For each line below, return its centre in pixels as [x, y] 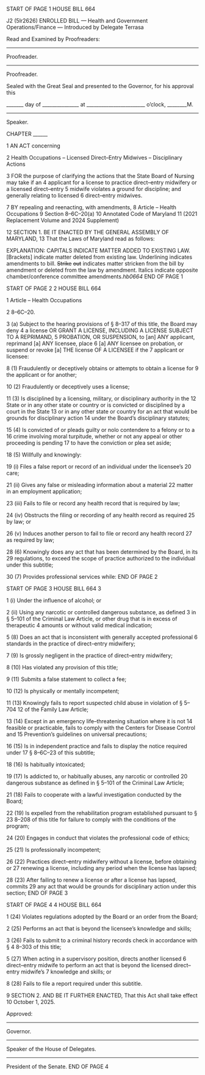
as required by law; [31, 540]
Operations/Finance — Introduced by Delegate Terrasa [75, 27]
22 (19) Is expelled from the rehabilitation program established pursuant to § [102, 813]
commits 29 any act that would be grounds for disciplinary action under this [101, 886]
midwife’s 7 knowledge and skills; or [66, 972]
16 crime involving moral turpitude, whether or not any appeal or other [94, 436]
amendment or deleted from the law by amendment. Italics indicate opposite [102, 270]
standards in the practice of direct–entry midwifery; [71, 644]
